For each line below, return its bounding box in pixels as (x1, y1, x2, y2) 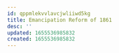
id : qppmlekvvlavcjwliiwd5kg (7, 10, 91, 17)
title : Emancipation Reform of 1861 (7, 17, 112, 23)
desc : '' (7, 23, 32, 30)
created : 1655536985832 (7, 36, 76, 43)
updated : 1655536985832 (7, 29, 76, 36)
